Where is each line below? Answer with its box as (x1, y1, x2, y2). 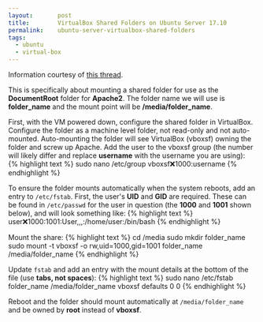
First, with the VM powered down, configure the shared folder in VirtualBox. (8, 118, 254, 126)
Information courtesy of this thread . (8, 70, 124, 79)
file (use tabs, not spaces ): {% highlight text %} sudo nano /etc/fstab (8, 273, 234, 283)
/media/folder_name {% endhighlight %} (8, 249, 139, 259)
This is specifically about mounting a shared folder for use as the (8, 85, 219, 95)
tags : (8, 33, 26, 42)
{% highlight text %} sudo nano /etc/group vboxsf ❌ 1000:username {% (8, 159, 238, 168)
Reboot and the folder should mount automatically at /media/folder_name (8, 297, 244, 306)
